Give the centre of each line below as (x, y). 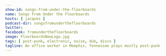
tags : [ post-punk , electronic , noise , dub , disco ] (61, 41)
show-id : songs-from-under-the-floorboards (51, 9)
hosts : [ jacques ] (25, 19)
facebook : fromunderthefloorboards (42, 32)
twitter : (14, 28)
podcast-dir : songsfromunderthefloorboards (51, 23)
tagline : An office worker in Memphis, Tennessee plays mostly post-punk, (84, 46)
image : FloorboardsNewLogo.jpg (37, 37)
